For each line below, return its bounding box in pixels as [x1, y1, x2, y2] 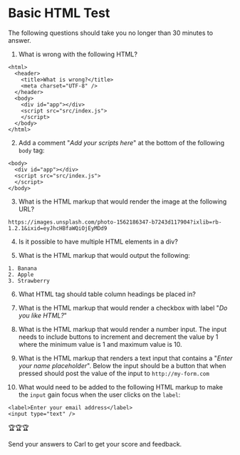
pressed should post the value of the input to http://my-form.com [18, 369, 209, 377]
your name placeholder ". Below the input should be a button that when [18, 361, 226, 370]
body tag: [18, 146, 45, 155]
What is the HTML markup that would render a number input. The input [18, 325, 227, 333]
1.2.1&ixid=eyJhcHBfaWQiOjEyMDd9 [8, 224, 108, 232]
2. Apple [8, 271, 34, 278]
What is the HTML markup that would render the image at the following [18, 197, 227, 206]
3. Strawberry [8, 277, 51, 284]
